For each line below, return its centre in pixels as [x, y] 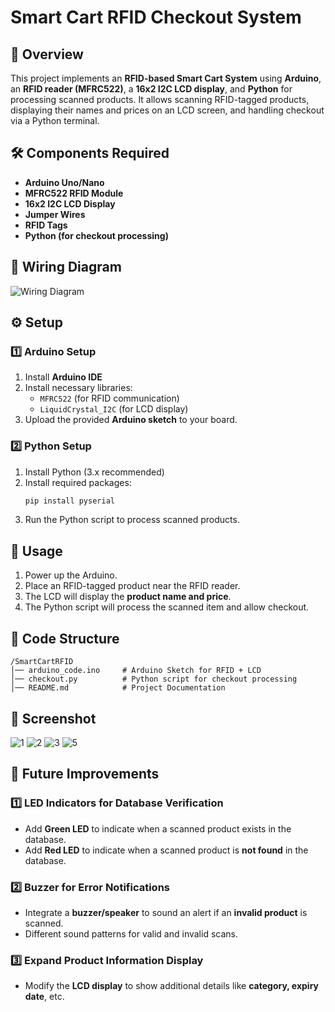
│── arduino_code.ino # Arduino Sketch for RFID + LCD [136, 671]
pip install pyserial [69, 501]
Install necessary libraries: [78, 388]
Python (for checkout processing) [96, 235]
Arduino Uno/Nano [64, 182]
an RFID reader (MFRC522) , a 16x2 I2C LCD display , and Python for [151, 89]
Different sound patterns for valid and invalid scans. [131, 933]
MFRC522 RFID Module [74, 193]
